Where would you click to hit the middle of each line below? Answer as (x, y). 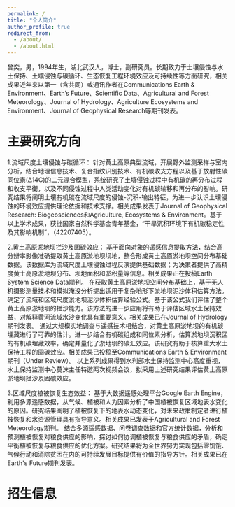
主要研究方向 (44, 142)
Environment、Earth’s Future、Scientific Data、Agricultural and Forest (108, 93)
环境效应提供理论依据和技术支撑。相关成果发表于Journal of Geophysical (123, 206)
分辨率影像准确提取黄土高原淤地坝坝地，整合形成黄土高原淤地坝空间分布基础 (117, 255)
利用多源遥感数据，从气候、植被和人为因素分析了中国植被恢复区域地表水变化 (117, 401)
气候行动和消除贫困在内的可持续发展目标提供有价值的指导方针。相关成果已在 (117, 454)
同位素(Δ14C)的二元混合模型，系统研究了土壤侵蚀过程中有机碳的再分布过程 (115, 180)
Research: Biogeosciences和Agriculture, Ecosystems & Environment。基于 (115, 215)
